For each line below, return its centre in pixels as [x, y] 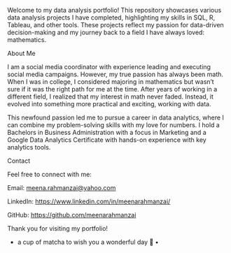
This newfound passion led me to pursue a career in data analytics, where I [115, 117]
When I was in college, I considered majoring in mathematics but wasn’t [111, 82]
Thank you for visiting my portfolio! [58, 229]
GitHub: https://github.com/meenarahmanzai [72, 215]
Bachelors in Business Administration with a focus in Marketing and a [107, 132]
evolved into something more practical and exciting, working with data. [109, 104]
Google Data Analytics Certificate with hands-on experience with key [107, 140]
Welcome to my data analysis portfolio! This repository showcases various [114, 10]
